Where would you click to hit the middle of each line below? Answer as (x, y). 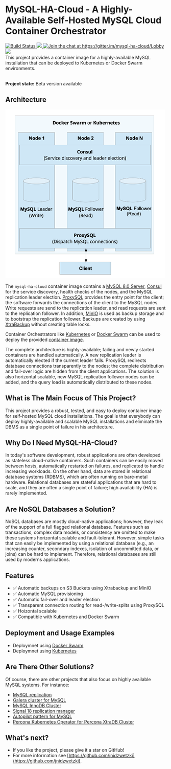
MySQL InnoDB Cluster (37, 705)
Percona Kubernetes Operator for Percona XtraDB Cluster (73, 721)
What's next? (27, 738)
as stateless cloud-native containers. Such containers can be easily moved (84, 461)
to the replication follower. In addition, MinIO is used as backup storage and (85, 313)
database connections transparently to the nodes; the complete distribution (85, 366)
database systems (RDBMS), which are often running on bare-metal (77, 477)
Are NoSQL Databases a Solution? (60, 509)
